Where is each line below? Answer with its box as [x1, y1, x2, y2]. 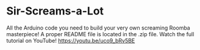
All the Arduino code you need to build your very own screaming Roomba [6, 24, 190, 31]
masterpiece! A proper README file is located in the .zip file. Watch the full [6, 30, 195, 37]
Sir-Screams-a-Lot [6, 4, 104, 18]
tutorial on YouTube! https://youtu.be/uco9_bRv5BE [6, 37, 135, 44]
